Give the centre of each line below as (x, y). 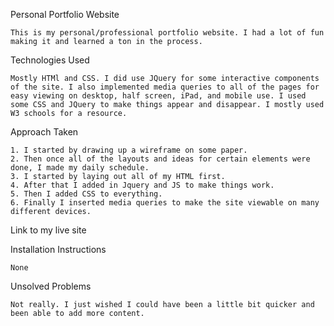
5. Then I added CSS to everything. (86, 194)
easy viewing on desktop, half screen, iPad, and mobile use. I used (158, 96)
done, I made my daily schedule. (80, 168)
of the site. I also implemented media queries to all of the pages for (165, 87)
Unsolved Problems (51, 286)
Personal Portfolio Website (65, 14)
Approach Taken (44, 132)
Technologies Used (50, 60)
